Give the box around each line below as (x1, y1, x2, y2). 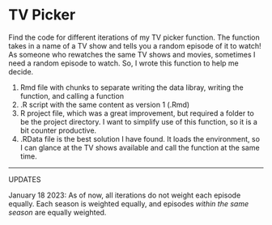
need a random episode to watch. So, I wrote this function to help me (8, 58, 239, 68)
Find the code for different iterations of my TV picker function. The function (8, 32, 261, 42)
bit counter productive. (19, 125, 97, 135)
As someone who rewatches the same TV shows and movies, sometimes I (8, 49, 256, 59)
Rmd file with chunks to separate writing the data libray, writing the (19, 83, 244, 92)
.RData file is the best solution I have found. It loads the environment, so (19, 134, 261, 143)
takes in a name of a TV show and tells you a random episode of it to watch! (8, 40, 261, 50)
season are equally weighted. (8, 207, 107, 217)
